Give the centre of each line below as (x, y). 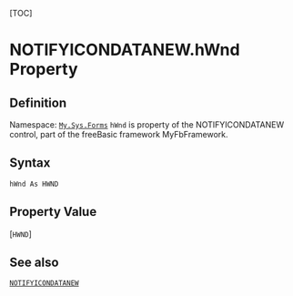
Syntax (30, 163)
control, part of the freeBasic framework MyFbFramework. (119, 134)
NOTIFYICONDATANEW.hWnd (125, 50)
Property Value (53, 212)
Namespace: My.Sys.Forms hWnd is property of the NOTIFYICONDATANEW (147, 125)
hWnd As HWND (34, 184)
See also (34, 263)
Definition (38, 102)
